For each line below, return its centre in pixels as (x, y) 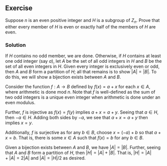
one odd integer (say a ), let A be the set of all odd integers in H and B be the (83, 61)
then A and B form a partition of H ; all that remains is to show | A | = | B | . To (81, 71)
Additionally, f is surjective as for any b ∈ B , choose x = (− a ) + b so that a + (83, 132)
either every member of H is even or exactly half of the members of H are (81, 26)
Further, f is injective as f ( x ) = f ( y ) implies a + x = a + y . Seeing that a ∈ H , (82, 112)
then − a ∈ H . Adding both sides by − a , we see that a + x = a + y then (77, 117)
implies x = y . (19, 123)
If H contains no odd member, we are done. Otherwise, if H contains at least (83, 56)
